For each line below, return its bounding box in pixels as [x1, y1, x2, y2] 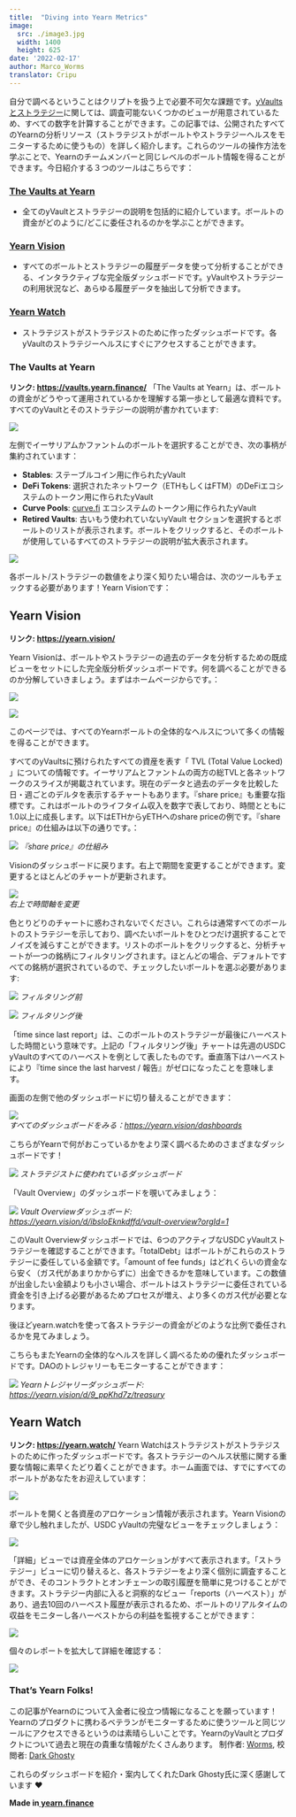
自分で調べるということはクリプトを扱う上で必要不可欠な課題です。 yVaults [9, 96, 283, 106]
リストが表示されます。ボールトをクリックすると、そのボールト [52, 524, 285, 535]
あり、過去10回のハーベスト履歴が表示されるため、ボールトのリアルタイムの [9, 1598, 288, 1609]
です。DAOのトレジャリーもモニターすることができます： [16, 1360, 226, 1371]
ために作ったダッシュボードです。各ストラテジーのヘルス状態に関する [24, 1451, 280, 1461]
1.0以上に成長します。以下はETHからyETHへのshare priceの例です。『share [9, 811, 281, 821]
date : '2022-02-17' [9, 54, 81, 63]
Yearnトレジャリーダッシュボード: [19, 1379, 145, 1390]
